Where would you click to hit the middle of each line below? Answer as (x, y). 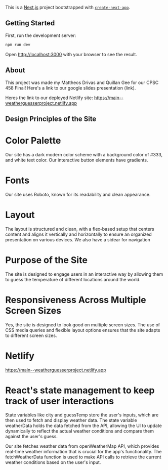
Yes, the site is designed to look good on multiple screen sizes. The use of (83, 325)
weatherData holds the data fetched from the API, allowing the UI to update (83, 426)
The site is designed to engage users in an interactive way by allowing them (84, 274)
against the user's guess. (32, 437)
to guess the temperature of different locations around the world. (73, 279)
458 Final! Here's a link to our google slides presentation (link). (71, 88)
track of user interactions (60, 401)
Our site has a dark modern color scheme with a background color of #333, (84, 154)
